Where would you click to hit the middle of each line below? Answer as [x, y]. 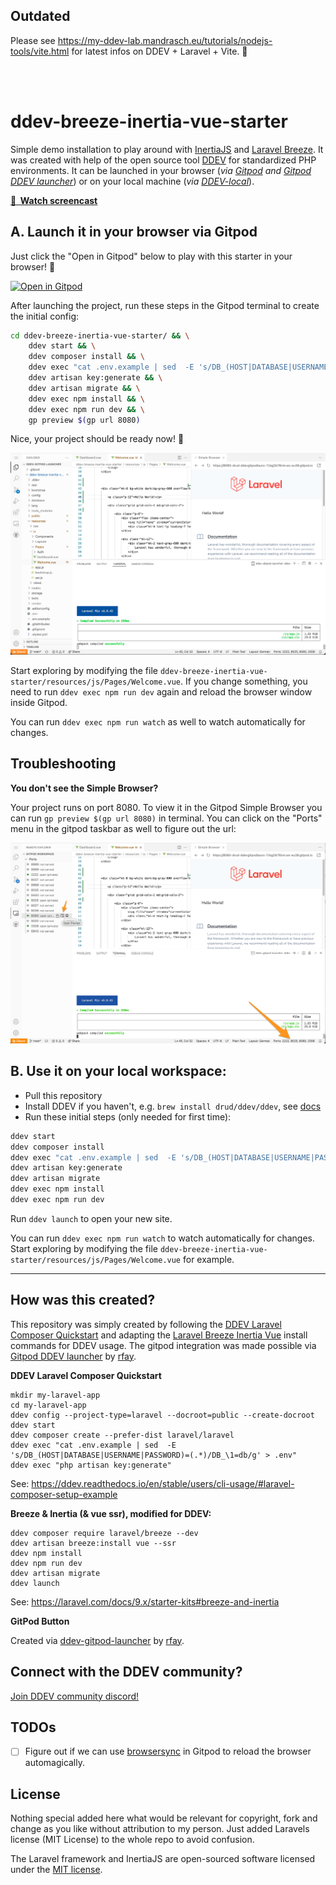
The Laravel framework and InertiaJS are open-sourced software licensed [163, 1859]
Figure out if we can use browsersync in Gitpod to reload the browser [168, 1751]
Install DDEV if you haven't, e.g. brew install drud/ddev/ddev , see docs [173, 1106]
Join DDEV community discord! [75, 1696]
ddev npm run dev [46, 1563]
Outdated [40, 16]
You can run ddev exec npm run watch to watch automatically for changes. [163, 1238]
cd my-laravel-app [48, 1405]
